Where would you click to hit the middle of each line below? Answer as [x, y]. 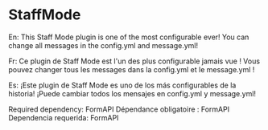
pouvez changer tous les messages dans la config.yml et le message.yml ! [132, 69]
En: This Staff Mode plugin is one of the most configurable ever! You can [129, 37]
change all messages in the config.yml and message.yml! [103, 45]
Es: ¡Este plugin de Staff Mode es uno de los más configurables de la [122, 85]
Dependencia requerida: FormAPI [64, 117]
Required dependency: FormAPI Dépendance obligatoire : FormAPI [119, 109]
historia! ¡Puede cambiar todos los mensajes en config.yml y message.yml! [132, 93]
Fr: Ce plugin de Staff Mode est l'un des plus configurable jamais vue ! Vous [134, 61]
